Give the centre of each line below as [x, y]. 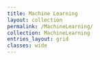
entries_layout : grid [38, 39]
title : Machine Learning [42, 13]
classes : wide [27, 46]
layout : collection [35, 20]
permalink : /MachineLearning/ [50, 26]
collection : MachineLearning [49, 33]
